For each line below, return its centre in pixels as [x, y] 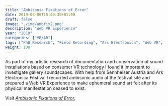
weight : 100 [18, 47]
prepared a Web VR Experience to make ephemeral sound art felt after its [81, 83]
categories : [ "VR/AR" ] [29, 38]
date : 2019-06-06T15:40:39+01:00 [40, 15]
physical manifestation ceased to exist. [46, 88]
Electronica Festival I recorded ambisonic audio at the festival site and [77, 77]
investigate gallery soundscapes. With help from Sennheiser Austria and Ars [84, 72]
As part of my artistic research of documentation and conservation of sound [84, 61]
